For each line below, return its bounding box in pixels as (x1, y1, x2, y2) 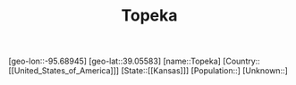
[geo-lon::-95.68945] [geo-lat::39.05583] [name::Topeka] (8, 55, 221, 67)
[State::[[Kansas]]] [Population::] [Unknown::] (121, 65, 288, 76)
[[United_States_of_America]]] (8, 65, 120, 76)
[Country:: (222, 55, 260, 67)
